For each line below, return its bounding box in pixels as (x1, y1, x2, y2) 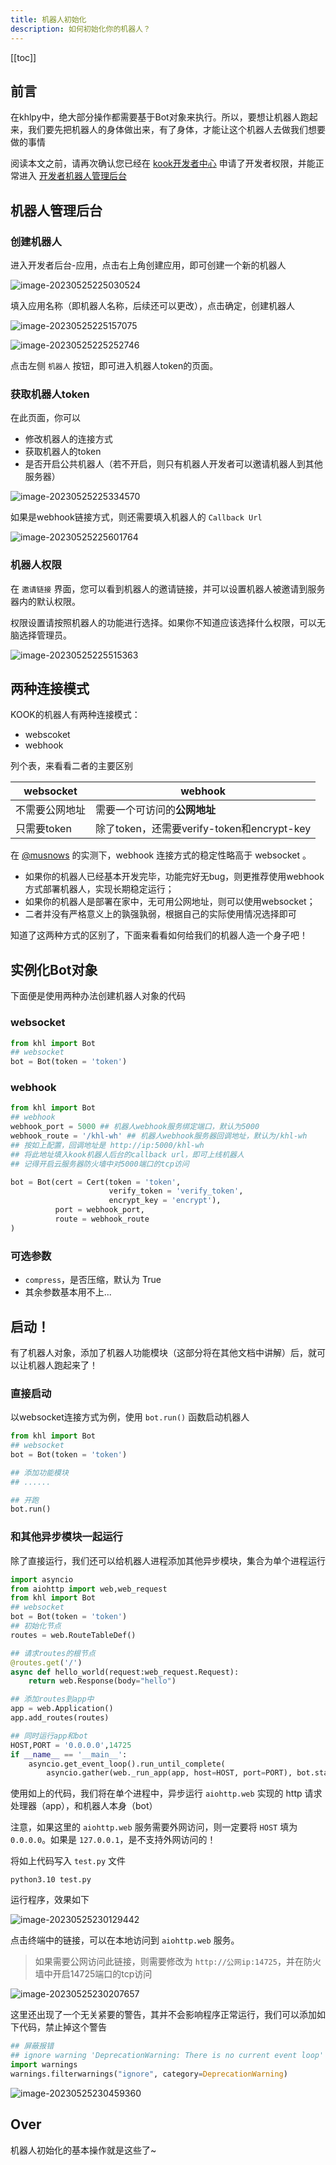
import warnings (10, 2060, 78, 2070)
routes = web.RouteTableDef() (10, 1630, 137, 1640)
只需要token (15, 822, 72, 836)
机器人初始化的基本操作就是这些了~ (10, 2144, 157, 2156)
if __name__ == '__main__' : (10, 1749, 128, 1760)
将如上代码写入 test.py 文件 (10, 1855, 126, 1867)
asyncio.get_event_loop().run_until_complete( (28, 1759, 226, 1769)
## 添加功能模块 (10, 1467, 69, 1478)
